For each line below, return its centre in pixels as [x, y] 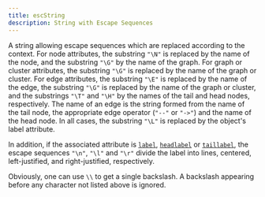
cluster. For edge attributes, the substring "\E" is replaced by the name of [128, 79]
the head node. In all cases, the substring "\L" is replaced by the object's [127, 121]
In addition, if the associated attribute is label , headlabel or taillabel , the [128, 144]
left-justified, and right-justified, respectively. [82, 161]
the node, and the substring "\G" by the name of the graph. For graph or [125, 62]
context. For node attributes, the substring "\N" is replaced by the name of [129, 54]
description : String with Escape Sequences [81, 23]
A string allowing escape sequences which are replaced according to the [127, 45]
